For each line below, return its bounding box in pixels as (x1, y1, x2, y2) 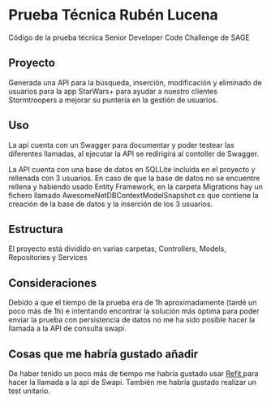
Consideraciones (8, 276, 97, 290)
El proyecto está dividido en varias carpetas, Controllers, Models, (8, 244, 227, 253)
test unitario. (8, 386, 51, 396)
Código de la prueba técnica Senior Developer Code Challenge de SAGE (8, 32, 250, 42)
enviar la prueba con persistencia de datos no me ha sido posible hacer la (8, 315, 256, 325)
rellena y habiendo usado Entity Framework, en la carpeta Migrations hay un (8, 181, 264, 192)
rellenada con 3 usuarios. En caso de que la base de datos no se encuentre (8, 173, 260, 183)
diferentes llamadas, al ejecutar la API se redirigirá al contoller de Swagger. (8, 149, 260, 158)
